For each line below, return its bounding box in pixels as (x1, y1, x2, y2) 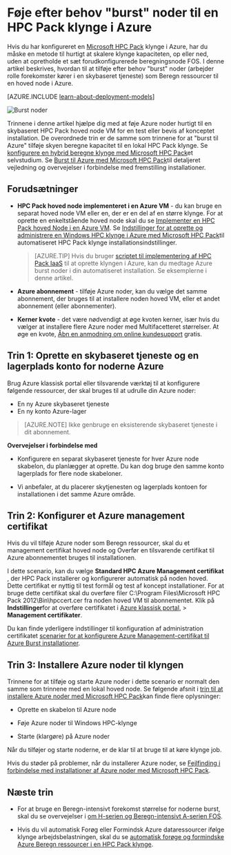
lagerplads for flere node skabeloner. (17, 469, 123, 477)
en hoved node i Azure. (7, 79, 74, 87)
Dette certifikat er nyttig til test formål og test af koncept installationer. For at (7, 582, 224, 590)
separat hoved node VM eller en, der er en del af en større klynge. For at (17, 209, 223, 217)
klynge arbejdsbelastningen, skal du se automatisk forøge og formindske (17, 833, 224, 840)
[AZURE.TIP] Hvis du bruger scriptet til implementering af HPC (34, 251, 212, 260)
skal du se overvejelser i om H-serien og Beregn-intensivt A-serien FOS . (17, 812, 223, 820)
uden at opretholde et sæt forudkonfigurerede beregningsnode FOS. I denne (7, 57, 225, 65)
